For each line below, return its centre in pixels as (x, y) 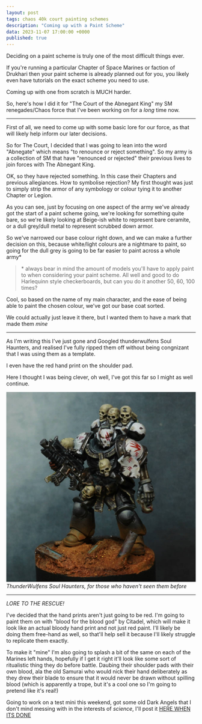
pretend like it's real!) (32, 690)
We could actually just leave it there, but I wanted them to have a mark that (99, 318)
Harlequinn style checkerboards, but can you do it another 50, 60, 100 (108, 281)
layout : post (23, 13)
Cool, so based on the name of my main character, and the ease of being (96, 299)
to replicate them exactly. (38, 640)
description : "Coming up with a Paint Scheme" (66, 25)
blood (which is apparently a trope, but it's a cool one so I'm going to (91, 684)
